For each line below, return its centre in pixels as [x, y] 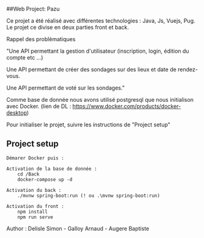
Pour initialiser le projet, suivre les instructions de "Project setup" [88, 125]
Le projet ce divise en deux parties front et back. [68, 27]
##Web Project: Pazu [33, 9]
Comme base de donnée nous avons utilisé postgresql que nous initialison [100, 100]
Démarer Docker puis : [35, 158]
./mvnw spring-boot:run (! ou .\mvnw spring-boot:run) [89, 196]
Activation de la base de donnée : [52, 169]
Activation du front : [35, 206]
